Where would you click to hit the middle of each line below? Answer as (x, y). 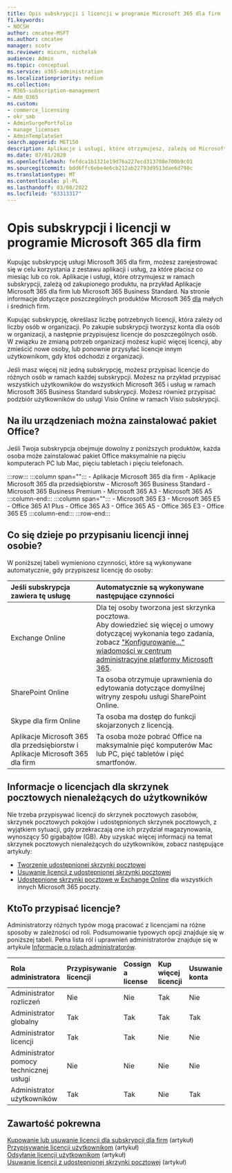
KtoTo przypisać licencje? (64, 908)
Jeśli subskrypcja (40, 587)
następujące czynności (135, 596)
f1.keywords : (26, 20)
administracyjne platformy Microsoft (155, 659)
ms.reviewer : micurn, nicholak (52, 53)
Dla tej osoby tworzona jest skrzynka (156, 607)
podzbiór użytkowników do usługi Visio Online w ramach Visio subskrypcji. (114, 400)
